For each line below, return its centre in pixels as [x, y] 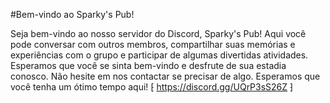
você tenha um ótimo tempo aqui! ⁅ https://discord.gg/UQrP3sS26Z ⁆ [152, 87]
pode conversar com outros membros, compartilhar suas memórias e [153, 44]
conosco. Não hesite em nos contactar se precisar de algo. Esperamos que [165, 76]
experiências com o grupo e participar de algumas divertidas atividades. [159, 55]
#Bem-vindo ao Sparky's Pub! [72, 14]
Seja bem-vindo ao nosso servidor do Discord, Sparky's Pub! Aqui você [158, 33]
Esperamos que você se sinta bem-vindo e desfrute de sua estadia [148, 65]
